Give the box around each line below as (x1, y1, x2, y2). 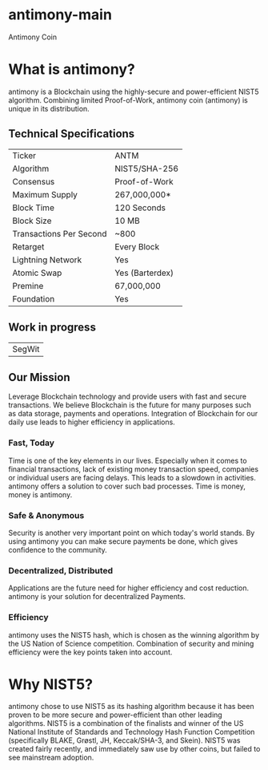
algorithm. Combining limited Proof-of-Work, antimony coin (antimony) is (8, 95, 248, 105)
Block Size (12, 215, 52, 226)
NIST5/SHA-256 (114, 163, 178, 174)
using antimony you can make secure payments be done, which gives (8, 536, 238, 546)
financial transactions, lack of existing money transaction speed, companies (8, 464, 258, 474)
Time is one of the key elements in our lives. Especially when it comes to (8, 456, 247, 465)
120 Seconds (114, 202, 166, 213)
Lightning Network (12, 254, 82, 265)
